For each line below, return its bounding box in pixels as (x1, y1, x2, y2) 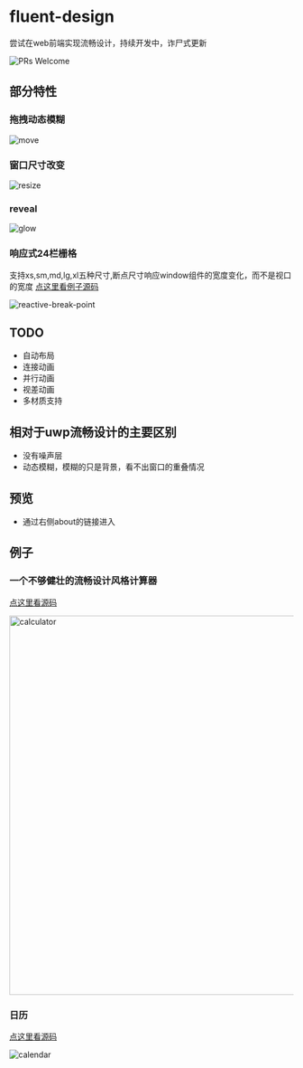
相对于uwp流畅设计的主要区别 (9, 424, 178, 439)
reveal (9, 202, 38, 214)
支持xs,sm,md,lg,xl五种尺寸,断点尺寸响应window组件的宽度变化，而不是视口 (9, 269, 291, 280)
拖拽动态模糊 (9, 113, 66, 126)
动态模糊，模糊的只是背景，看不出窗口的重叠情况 (22, 461, 205, 472)
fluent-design (9, 6, 115, 27)
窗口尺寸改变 (9, 158, 66, 171)
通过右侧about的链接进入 (22, 515, 115, 526)
